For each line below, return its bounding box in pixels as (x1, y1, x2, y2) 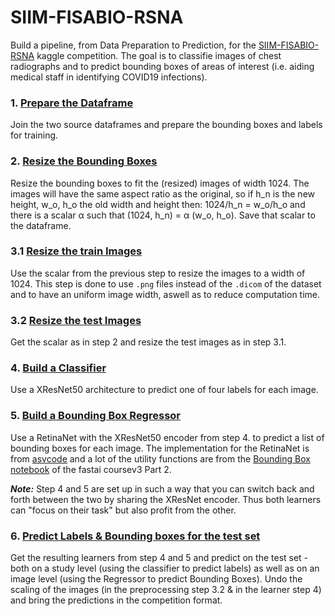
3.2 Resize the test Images (10, 313, 142, 327)
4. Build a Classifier (10, 361, 107, 375)
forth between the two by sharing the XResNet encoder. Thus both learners (10, 493, 322, 505)
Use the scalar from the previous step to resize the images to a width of (10, 267, 306, 279)
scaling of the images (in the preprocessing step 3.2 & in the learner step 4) (10, 584, 322, 596)
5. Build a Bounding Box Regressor (10, 409, 181, 423)
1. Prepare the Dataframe (10, 96, 134, 110)
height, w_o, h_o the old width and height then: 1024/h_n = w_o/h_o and (10, 198, 306, 210)
